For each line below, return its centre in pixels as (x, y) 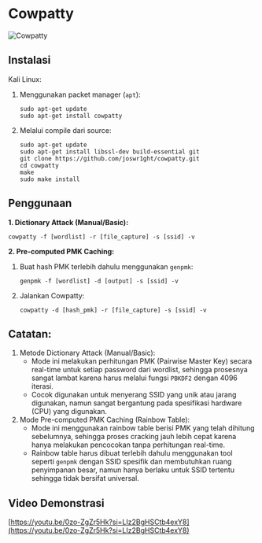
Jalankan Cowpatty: (52, 295)
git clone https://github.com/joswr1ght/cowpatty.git (109, 158)
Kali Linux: (25, 79)
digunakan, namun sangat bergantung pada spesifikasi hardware (137, 403)
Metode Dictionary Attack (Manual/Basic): (87, 353)
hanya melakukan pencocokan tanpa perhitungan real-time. (128, 445)
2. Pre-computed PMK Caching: (61, 251)
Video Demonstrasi (56, 503)
